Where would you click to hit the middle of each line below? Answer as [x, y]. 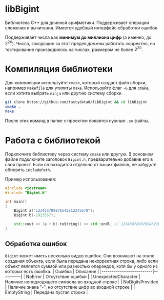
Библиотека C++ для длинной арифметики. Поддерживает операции [77, 23]
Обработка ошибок [36, 244]
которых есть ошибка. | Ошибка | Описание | [52, 271]
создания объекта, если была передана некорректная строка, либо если [82, 261]
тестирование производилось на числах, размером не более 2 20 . [74, 49]
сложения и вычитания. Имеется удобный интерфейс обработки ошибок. [82, 27]
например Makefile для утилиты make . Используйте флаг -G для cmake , [77, 88]
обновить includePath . [28, 170]
